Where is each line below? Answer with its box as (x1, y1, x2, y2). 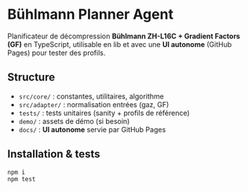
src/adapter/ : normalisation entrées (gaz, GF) (18, 99, 170, 109)
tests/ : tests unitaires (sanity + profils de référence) (18, 108, 190, 117)
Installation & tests (7, 147, 100, 161)
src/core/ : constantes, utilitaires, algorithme (18, 92, 164, 101)
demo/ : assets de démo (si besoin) (18, 116, 130, 126)
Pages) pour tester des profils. (7, 48, 106, 57)
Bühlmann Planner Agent (7, 5, 174, 23)
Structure (7, 70, 56, 84)
